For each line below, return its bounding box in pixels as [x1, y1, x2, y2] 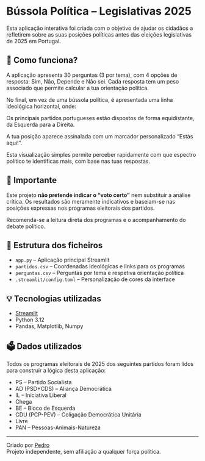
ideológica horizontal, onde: [6, 102, 77, 110]
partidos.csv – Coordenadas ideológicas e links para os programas [15, 263, 185, 270]
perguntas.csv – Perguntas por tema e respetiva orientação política [15, 270, 184, 277]
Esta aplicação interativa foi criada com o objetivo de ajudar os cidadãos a [6, 24, 193, 32]
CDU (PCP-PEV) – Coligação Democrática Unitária [15, 411, 142, 418]
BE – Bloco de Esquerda [15, 404, 76, 412]
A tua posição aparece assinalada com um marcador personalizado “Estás [6, 132, 193, 140]
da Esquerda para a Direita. [6, 121, 75, 128]
